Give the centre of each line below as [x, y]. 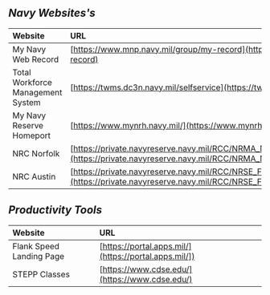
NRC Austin [34, 176]
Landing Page [39, 256]
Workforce [32, 82]
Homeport [31, 135]
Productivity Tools [55, 210]
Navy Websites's [52, 13]
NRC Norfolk [36, 153]
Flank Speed [36, 246]
